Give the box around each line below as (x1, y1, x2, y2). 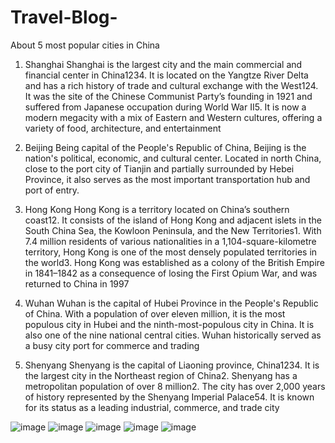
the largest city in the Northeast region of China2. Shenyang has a (24, 369, 298, 381)
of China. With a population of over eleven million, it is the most (24, 307, 286, 320)
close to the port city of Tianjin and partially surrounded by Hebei (24, 162, 295, 175)
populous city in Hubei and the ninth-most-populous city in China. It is (24, 318, 315, 330)
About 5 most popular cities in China (10, 39, 160, 51)
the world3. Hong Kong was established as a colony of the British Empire (24, 256, 326, 268)
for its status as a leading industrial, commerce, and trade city (24, 401, 280, 413)
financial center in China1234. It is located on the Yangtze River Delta (24, 69, 309, 81)
